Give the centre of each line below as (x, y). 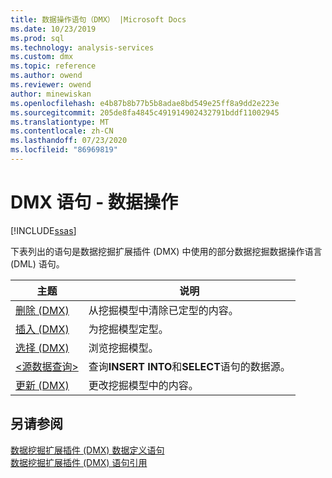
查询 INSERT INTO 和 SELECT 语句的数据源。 (189, 366)
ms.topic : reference (53, 66)
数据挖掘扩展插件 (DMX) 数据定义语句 (87, 450)
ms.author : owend (46, 76)
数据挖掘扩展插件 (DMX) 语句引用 (79, 462)
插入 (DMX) (42, 329)
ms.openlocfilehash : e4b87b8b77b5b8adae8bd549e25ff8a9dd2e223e (145, 103)
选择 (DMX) (42, 348)
